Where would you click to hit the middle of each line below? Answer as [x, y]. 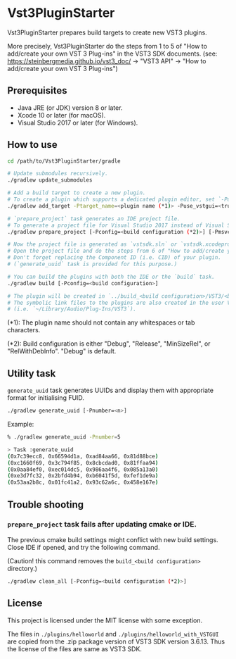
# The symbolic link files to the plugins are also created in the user [116, 303]
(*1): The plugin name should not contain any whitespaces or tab [101, 322]
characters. [24, 330]
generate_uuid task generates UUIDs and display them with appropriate [111, 390]
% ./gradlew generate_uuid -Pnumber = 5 [64, 437]
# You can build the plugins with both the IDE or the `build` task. [111, 277]
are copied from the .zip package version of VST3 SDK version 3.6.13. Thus [116, 641]
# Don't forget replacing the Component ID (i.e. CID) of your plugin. [114, 258]
